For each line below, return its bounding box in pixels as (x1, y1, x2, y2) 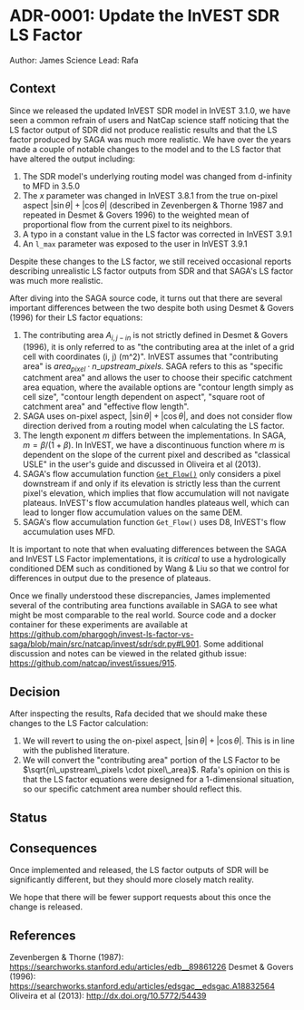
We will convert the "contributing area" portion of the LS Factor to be (22, 754, 280, 766)
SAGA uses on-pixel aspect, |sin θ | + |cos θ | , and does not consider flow (22, 411, 293, 422)
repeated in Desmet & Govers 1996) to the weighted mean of (22, 209, 250, 220)
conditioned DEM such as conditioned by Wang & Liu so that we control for (9, 563, 290, 574)
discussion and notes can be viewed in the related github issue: (9, 648, 247, 659)
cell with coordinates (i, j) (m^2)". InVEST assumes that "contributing (22, 351, 279, 362)
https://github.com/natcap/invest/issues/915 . (9, 658, 177, 669)
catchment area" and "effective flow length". (22, 401, 190, 413)
